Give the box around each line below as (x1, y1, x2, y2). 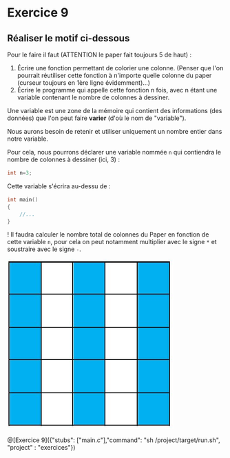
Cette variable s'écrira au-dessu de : (7, 181, 111, 190)
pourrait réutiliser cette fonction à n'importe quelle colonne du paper (17, 71, 212, 79)
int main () (7, 196, 39, 203)
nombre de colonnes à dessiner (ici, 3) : (7, 155, 121, 163)
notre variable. (7, 135, 48, 143)
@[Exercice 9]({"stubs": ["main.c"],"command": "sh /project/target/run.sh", (7, 436, 220, 444)
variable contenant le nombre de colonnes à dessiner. (17, 93, 170, 101)
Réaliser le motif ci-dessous (7, 32, 130, 44)
